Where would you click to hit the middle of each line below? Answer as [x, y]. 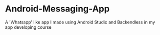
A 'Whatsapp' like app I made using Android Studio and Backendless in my [80, 22]
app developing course [28, 27]
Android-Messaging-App [57, 9]
